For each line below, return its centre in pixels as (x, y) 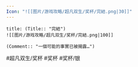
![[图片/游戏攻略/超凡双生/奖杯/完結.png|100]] (60, 35)
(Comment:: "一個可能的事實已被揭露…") (51, 46)
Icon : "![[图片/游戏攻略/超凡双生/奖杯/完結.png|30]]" (69, 11)
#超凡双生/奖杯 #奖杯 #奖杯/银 (43, 58)
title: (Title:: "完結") (36, 29)
